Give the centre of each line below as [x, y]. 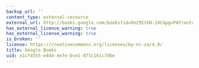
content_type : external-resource [47, 17]
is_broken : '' [24, 39]
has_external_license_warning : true [51, 34]
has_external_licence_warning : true [51, 28]
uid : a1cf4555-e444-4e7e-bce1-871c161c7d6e [61, 56]
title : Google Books [32, 50]
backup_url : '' [25, 12]
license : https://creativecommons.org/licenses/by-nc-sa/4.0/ [84, 45]
